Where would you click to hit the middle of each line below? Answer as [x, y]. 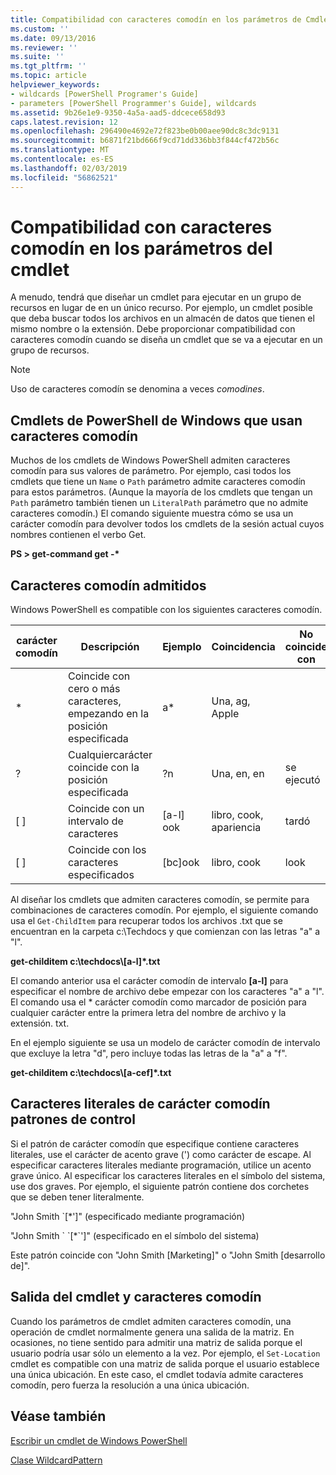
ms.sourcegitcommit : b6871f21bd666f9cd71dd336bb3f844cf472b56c [145, 141]
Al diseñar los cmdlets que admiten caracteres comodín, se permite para [160, 900]
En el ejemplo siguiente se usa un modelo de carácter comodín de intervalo [165, 1043]
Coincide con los [107, 850]
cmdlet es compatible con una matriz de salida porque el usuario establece [165, 1363]
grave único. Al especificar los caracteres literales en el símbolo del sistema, [168, 1175]
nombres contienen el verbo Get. [78, 535]
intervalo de [96, 821]
